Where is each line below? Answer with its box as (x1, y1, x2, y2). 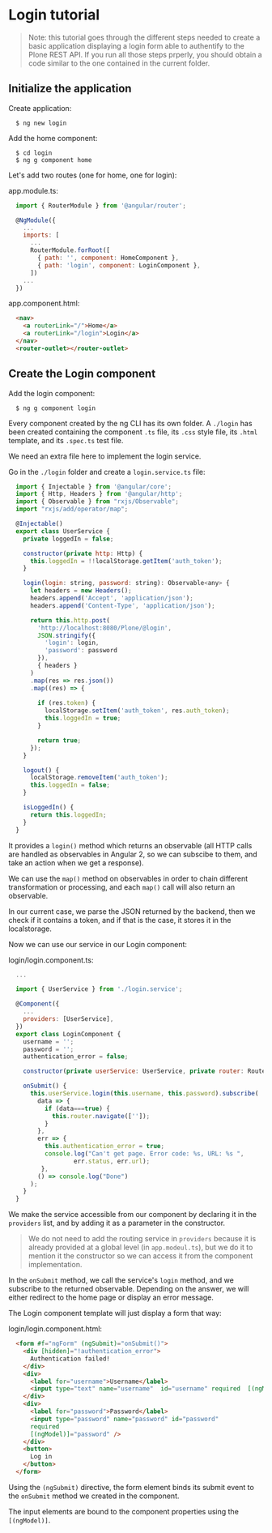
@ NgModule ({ (15, 216, 57, 224)
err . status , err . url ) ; (73, 1157, 151, 1165)
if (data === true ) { (44, 1104, 111, 1112)
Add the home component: (8, 133, 98, 143)
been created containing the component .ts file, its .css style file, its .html (8, 427, 258, 437)
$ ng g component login (15, 404, 96, 412)
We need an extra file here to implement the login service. (8, 451, 202, 461)
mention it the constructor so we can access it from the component (28, 1251, 253, 1261)
